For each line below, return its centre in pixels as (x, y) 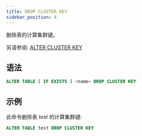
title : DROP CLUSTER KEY (37, 12)
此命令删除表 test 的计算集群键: (44, 117)
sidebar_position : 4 (32, 17)
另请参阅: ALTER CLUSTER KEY (44, 47)
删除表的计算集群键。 (32, 35)
